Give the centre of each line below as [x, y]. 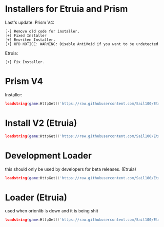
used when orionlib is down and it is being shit [52, 211]
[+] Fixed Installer [26, 35]
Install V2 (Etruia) [41, 123]
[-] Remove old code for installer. [42, 31]
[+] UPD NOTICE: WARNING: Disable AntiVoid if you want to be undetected [82, 44]
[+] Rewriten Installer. [30, 40]
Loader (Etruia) [36, 197]
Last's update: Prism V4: [30, 22]
